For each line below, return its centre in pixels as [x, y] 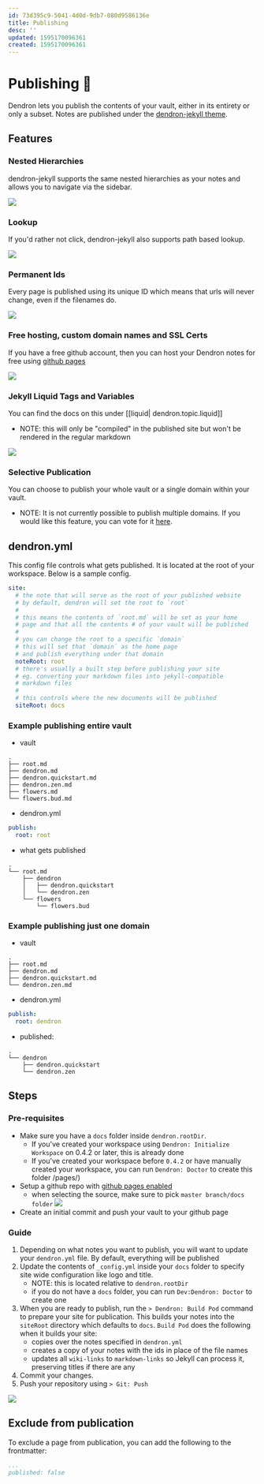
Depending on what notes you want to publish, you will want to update [134, 1250]
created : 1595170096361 [47, 45]
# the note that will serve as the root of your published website [128, 595]
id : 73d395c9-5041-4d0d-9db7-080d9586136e [79, 15]
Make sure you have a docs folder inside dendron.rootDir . [113, 1135]
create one [49, 1300]
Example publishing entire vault [70, 725]
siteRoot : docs [40, 706]
